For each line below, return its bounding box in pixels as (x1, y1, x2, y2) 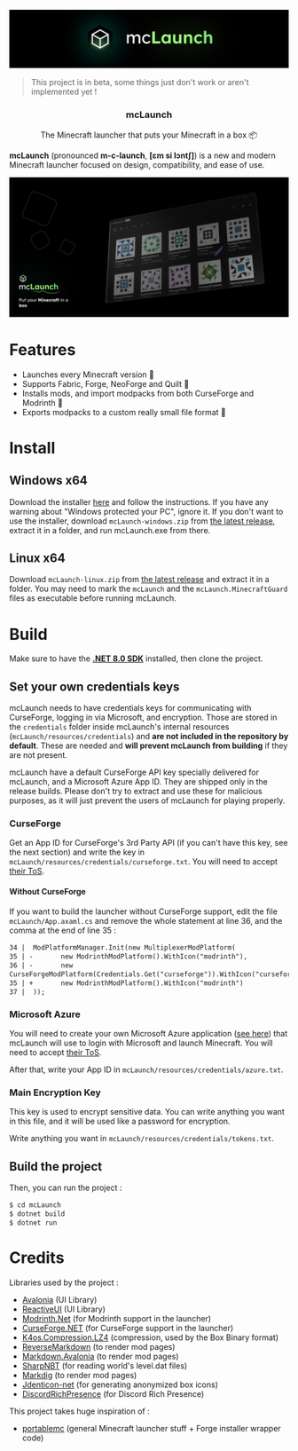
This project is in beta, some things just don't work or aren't (30, 77, 249, 88)
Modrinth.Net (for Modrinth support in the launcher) (21, 1313, 211, 1323)
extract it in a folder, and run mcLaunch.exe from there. (9, 524, 211, 535)
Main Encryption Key (9, 1086, 101, 1099)
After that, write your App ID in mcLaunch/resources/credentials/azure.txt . (9, 1064, 284, 1075)
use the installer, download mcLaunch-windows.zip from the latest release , (9, 516, 276, 526)
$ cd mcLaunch (9, 1201, 62, 1210)
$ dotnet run (9, 1218, 58, 1227)
